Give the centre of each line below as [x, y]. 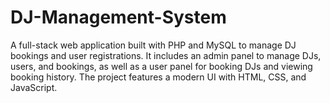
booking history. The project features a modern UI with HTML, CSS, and [158, 77]
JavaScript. [34, 87]
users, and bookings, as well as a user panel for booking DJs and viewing [161, 66]
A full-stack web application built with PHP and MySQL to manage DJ [153, 45]
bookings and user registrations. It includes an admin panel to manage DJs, [166, 55]
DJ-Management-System [118, 17]
